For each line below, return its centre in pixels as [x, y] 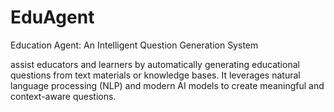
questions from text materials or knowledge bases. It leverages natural [155, 75]
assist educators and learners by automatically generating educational [155, 64]
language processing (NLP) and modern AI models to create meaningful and [167, 85]
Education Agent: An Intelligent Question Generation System [134, 45]
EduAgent [52, 17]
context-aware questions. [63, 96]
